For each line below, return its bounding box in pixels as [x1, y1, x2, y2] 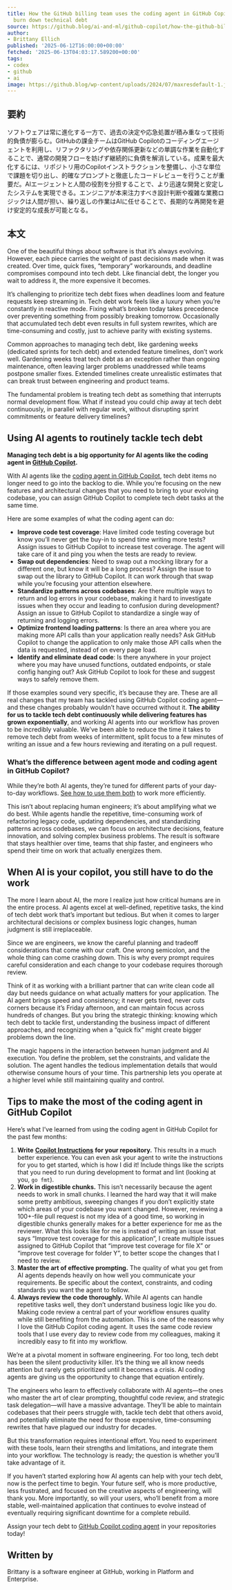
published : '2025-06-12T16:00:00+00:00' [7, 42, 126, 49]
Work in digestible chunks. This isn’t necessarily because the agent [17, 1182, 213, 1191]
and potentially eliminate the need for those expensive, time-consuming [7, 1415, 212, 1424]
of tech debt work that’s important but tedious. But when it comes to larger [7, 910, 220, 918]
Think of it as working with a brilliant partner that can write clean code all [7, 981, 215, 990]
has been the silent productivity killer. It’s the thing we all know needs [7, 1358, 205, 1366]
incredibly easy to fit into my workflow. [17, 1337, 128, 1346]
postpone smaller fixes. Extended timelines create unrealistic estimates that [7, 369, 222, 377]
